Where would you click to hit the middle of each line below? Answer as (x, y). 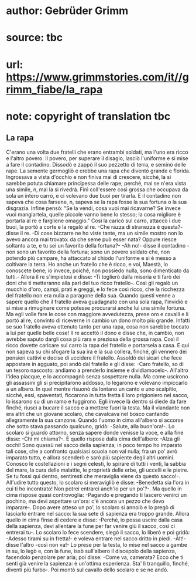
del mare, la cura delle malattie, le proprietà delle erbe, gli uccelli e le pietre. (97, 470)
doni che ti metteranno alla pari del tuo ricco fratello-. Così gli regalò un (92, 283)
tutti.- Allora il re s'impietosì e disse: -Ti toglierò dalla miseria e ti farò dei (93, 276)
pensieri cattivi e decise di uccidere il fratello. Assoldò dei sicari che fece (94, 358)
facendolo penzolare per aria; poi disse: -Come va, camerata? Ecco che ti (95, 557)
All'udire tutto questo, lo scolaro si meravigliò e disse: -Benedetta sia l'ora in (98, 482)
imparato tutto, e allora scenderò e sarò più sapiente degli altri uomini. (90, 457)
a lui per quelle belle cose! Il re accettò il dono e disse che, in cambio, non (95, 333)
